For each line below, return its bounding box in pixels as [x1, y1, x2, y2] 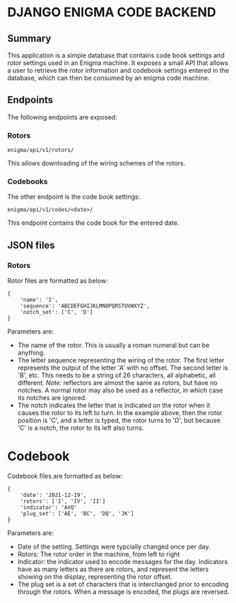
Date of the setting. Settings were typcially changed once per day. [17, 542, 211, 551]
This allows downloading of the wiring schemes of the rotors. [7, 159, 186, 168]
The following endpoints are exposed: [7, 112, 118, 121]
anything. [17, 349, 45, 357]
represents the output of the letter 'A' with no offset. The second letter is [17, 363, 228, 372]
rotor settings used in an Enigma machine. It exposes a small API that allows [7, 59, 228, 67]
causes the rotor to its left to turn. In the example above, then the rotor [17, 409, 223, 417]
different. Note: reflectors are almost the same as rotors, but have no [17, 379, 218, 387]
